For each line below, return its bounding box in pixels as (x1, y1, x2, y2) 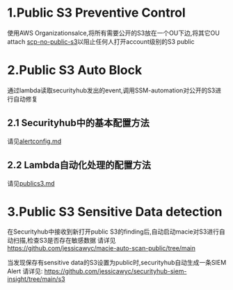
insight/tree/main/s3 (7, 275, 65, 283)
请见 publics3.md (7, 179, 55, 187)
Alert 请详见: (7, 267, 43, 275)
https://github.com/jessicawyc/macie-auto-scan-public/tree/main (7, 244, 196, 252)
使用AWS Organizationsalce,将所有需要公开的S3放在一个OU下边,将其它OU (7, 29, 220, 37)
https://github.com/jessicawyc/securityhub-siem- (44, 267, 187, 275)
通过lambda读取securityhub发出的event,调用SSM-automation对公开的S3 (7, 86, 216, 95)
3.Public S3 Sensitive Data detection (7, 204, 223, 220)
